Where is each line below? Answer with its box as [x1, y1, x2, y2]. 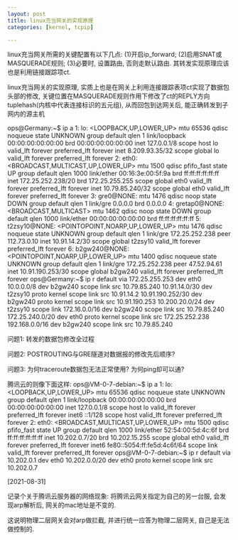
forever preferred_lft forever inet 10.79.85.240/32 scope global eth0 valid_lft [7, 184, 229, 193]
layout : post [7, 10, 46, 18]
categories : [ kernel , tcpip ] [7, 23, 94, 31]
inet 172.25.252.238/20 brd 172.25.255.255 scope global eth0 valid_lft [7, 177, 212, 185]
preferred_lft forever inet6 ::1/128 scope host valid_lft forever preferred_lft [7, 411, 222, 419]
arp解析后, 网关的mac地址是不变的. [13, 501, 117, 509]
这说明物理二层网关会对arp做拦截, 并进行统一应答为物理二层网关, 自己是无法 [7, 516, 229, 524]
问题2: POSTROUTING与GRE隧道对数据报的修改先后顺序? [7, 350, 175, 359]
